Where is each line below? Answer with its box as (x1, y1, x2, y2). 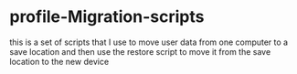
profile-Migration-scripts (9, 6, 205, 27)
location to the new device (9, 56, 110, 67)
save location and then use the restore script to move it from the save (9, 46, 271, 57)
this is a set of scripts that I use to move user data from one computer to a (9, 37, 289, 48)
